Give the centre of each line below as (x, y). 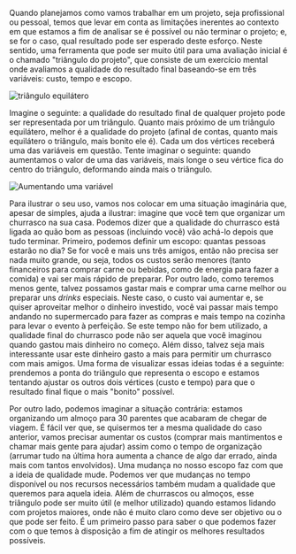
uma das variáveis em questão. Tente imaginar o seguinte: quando (130, 150)
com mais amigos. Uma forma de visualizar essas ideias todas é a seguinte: (147, 363)
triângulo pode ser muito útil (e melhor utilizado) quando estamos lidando (143, 503)
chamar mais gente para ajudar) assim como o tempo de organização (136, 446)
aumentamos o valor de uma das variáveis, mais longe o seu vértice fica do (147, 160)
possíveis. (27, 540)
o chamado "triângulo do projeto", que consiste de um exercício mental (139, 60)
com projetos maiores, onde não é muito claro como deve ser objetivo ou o (146, 512)
